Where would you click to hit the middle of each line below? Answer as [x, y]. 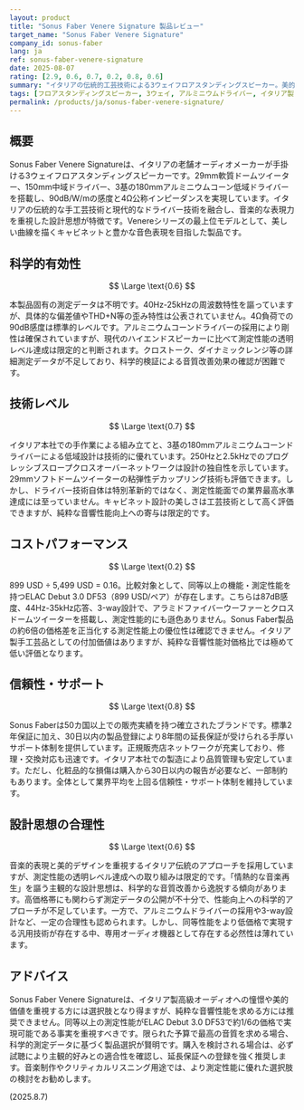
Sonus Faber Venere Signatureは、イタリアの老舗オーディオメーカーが [141, 165]
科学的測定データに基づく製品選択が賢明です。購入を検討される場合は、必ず [152, 1045]
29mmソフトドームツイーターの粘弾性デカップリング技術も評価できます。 [147, 478]
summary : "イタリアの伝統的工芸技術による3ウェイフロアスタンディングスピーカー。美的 [152, 85]
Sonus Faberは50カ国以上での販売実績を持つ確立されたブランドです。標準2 [151, 725]
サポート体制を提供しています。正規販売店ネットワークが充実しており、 [143, 748]
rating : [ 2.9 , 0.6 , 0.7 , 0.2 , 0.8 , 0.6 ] [87, 77]
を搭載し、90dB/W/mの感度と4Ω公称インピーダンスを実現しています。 [142, 198]
